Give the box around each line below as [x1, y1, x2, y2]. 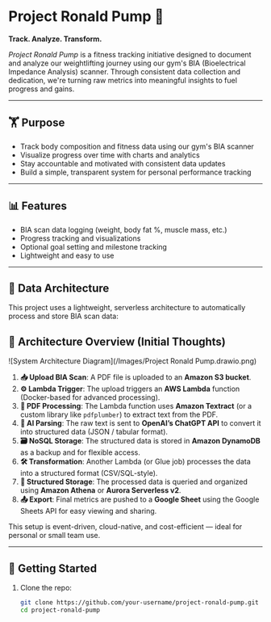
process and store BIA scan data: [8, 311, 119, 322]
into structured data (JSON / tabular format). [19, 427, 168, 437]
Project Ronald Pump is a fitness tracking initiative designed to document [8, 49, 252, 59]
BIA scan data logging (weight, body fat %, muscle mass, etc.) [19, 225, 227, 234]
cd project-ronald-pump [19, 606, 101, 614]
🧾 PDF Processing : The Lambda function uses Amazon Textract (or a [19, 401, 252, 411]
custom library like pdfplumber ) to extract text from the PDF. [19, 410, 219, 419]
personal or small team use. [8, 531, 101, 540]
